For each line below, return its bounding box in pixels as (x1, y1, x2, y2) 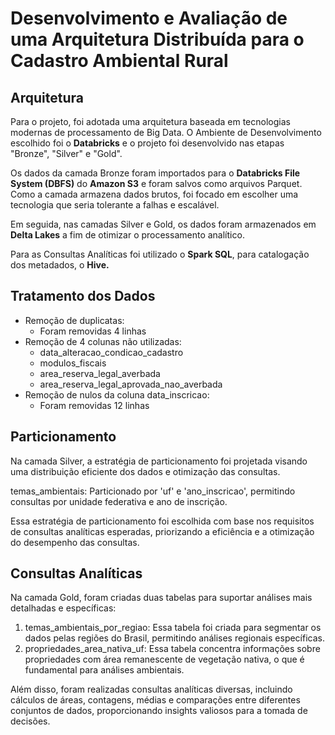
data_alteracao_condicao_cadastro (39, 346, 184, 358)
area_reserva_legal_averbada (39, 367, 161, 379)
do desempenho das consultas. (10, 536, 140, 548)
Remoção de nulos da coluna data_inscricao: (24, 388, 210, 401)
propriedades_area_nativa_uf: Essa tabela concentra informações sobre (24, 643, 321, 655)
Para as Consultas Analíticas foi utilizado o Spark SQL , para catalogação (10, 248, 310, 260)
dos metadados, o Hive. (10, 259, 110, 271)
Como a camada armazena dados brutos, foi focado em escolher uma (10, 188, 299, 200)
